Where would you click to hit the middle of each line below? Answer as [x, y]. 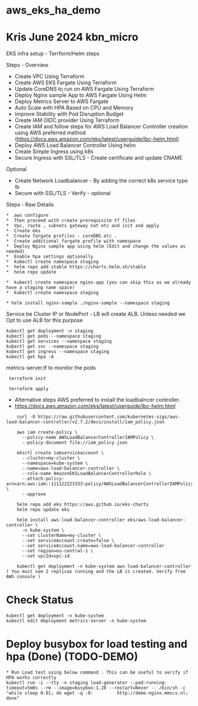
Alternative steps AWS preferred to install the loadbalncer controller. [98, 400]
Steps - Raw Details [30, 204]
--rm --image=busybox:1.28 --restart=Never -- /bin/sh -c [113, 688]
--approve [34, 494]
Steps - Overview [27, 65]
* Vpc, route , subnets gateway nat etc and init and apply [83, 226]
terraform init [27, 379]
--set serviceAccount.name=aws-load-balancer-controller [93, 546]
